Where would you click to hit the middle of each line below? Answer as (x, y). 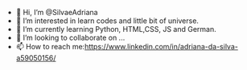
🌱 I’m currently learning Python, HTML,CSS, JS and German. (116, 29)
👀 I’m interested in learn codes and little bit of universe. (107, 21)
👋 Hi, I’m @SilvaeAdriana (57, 12)
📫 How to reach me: (50, 47)
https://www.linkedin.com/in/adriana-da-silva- (161, 47)
